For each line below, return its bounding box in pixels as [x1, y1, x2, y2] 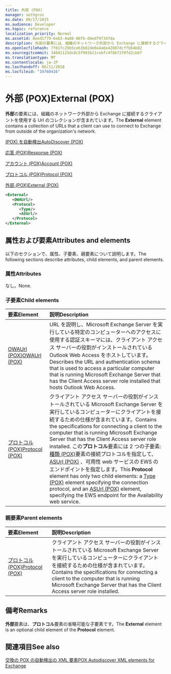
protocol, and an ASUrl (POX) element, [49, 486, 141, 493]
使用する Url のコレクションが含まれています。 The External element [18, 117, 162, 123]
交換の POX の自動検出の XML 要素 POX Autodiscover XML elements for [5, 657, 155, 663]
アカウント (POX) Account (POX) [5, 160, 73, 166]
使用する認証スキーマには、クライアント [49, 336, 147, 344]
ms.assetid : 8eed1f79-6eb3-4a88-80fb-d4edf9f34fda [5, 36, 115, 41]
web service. [49, 498, 80, 505]
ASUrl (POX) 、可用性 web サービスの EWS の [49, 458, 159, 465]
